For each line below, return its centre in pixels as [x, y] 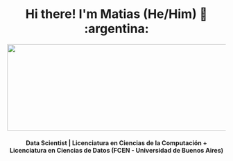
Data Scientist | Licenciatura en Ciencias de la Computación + [116, 143]
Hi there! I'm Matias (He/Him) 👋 [116, 14]
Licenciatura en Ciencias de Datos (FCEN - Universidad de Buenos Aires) [116, 150]
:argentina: [116, 29]
